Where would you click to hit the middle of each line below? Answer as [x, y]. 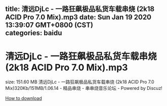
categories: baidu [34, 33]
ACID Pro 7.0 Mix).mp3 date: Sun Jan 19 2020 [78, 17]
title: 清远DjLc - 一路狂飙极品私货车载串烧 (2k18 [80, 9]
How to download [24, 98]
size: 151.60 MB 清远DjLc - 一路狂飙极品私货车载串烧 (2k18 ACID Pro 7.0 [80, 82]
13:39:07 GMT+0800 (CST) [49, 25]
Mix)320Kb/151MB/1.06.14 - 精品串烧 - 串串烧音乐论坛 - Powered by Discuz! [84, 88]
